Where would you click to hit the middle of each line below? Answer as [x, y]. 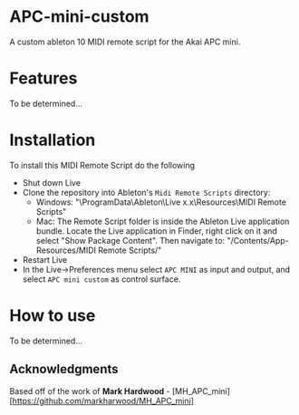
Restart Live [45, 259]
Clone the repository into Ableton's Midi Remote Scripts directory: [146, 192]
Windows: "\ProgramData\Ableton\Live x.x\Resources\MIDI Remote [161, 202]
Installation [53, 140]
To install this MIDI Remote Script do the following [102, 165]
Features [43, 78]
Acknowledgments [64, 369]
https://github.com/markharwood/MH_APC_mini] [103, 401]
